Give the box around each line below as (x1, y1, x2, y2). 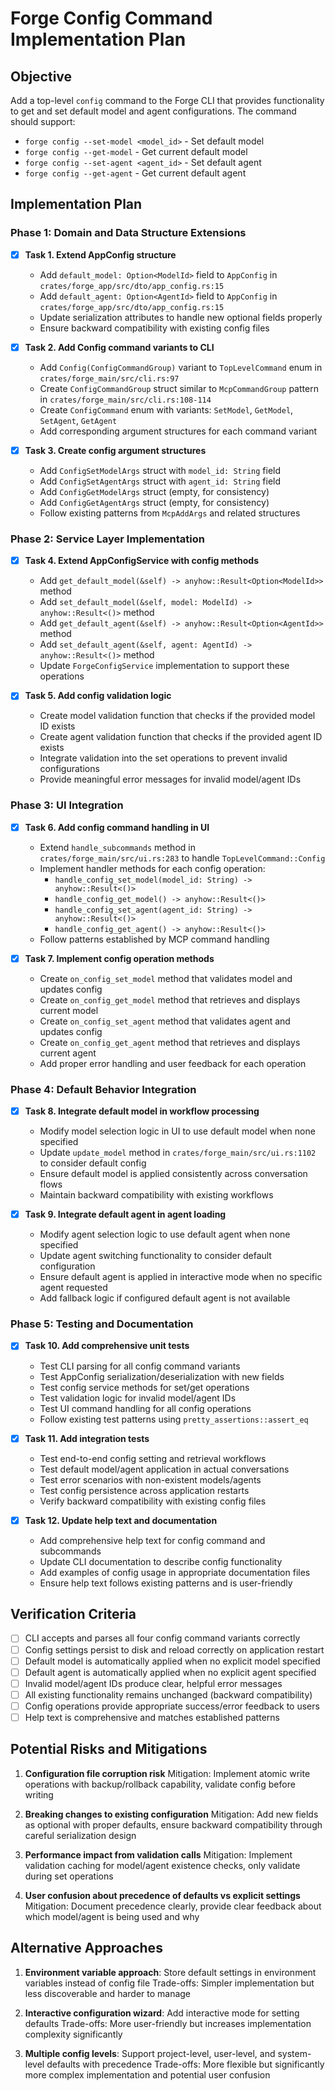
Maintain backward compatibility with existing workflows (39, 1189, 274, 1201)
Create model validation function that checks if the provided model (39, 710, 316, 722)
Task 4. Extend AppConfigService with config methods (24, 555, 259, 567)
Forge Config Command (10, 7, 213, 30)
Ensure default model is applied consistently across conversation (39, 1168, 308, 1180)
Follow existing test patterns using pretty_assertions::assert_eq (39, 1413, 309, 1425)
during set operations (24, 1870, 114, 1882)
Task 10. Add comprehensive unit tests (24, 1340, 190, 1352)
